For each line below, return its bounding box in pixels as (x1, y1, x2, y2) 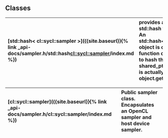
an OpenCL (120, 107, 148, 114)
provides (138, 18, 160, 25)
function (138, 50, 160, 57)
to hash (138, 56, 157, 63)
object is (138, 43, 160, 50)
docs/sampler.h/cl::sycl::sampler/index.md (7, 111, 112, 118)
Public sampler (120, 89, 158, 96)
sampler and (120, 114, 151, 121)
